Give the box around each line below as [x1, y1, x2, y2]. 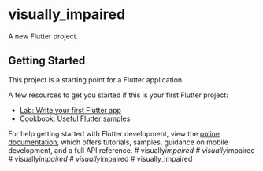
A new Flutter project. [8, 31, 79, 41]
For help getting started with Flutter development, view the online [8, 129, 220, 138]
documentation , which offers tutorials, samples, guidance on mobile [8, 137, 228, 147]
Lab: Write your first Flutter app [19, 105, 122, 115]
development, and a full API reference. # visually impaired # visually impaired [8, 145, 256, 155]
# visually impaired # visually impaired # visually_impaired [8, 154, 193, 163]
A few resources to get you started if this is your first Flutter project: [8, 90, 228, 100]
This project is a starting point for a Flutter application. [8, 75, 184, 84]
